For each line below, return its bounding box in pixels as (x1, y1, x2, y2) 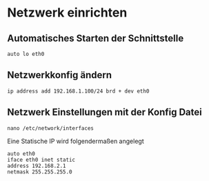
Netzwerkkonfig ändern (7, 69, 112, 81)
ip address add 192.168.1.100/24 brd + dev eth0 (7, 88, 150, 95)
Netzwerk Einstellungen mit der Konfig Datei (7, 106, 202, 118)
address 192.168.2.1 (7, 162, 67, 169)
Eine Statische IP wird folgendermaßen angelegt (7, 137, 144, 145)
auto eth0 (7, 150, 36, 157)
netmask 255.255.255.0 (7, 168, 72, 175)
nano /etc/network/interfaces (7, 124, 94, 132)
